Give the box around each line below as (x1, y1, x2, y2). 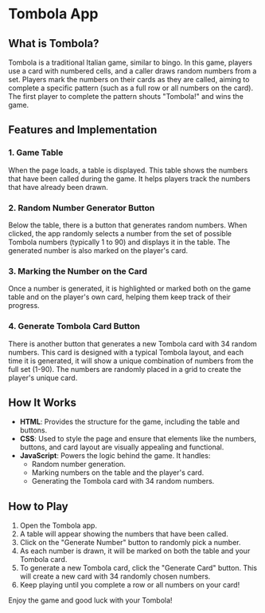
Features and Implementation (8, 123, 158, 136)
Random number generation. (31, 460, 126, 469)
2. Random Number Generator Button (8, 202, 155, 213)
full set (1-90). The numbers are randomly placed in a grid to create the (8, 364, 241, 374)
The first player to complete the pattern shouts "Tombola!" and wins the (8, 92, 244, 101)
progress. (8, 301, 40, 310)
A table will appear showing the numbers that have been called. (19, 529, 228, 539)
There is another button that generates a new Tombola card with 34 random (8, 338, 257, 348)
